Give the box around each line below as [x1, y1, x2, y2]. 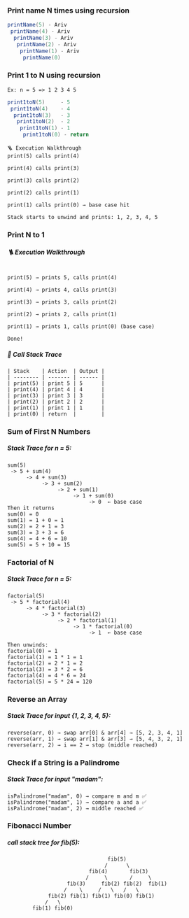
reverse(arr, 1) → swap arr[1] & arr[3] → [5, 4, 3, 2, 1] [7, 735, 183, 742]
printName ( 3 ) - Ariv [13, 34, 73, 42]
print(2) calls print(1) [7, 190, 80, 197]
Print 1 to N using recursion [7, 71, 101, 80]
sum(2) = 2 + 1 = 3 [7, 523, 64, 530]
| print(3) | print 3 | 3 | [7, 392, 105, 399]
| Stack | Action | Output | [7, 367, 105, 374]
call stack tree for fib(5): [7, 838, 80, 847]
